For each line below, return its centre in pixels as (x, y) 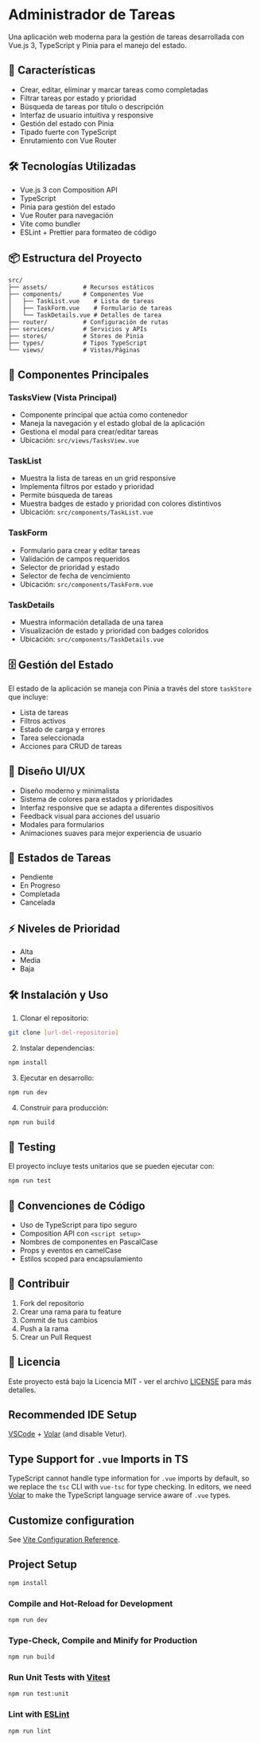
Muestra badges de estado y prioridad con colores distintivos (120, 503)
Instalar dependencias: (57, 1047)
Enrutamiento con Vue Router (68, 140)
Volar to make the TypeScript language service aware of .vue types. (120, 1495)
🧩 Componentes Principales (79, 375)
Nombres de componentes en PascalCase (89, 1242)
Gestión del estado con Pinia (66, 123)
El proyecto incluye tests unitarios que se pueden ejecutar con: (111, 1166)
